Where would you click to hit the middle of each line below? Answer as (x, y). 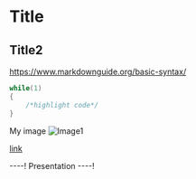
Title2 (26, 50)
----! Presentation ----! (52, 165)
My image (28, 131)
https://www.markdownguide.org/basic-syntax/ (98, 71)
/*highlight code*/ (62, 105)
